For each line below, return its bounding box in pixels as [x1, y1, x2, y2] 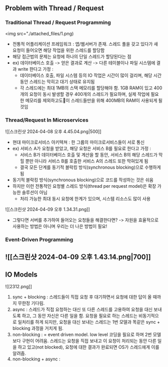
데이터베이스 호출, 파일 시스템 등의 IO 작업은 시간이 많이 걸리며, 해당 [19, 72, 152, 78]
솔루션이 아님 [21, 189, 47, 195]
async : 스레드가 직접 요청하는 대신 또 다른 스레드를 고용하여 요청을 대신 [12, 306, 153, 313]
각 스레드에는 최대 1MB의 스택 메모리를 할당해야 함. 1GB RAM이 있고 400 [19, 85, 162, 91]
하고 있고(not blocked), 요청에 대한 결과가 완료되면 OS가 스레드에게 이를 [17, 344, 159, 350]
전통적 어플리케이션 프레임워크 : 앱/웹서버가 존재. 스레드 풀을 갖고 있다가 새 [12, 41, 158, 47]
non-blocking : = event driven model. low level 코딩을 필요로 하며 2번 [12, 331, 152, 338]
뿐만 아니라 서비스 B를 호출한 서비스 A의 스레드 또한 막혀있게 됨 [25, 158, 148, 164]
